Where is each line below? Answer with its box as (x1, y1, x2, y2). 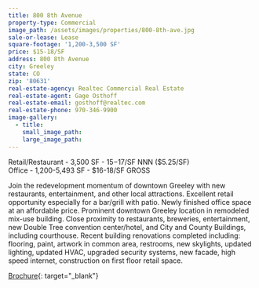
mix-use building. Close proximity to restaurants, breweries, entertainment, (8, 213, 250, 224)
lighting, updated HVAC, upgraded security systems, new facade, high (8, 247, 235, 257)
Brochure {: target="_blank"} (8, 271, 100, 280)
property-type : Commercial (8, 19, 97, 27)
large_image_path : (22, 135, 82, 144)
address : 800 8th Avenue (8, 56, 89, 64)
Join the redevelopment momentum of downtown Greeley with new (8, 180, 226, 190)
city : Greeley (8, 63, 55, 71)
